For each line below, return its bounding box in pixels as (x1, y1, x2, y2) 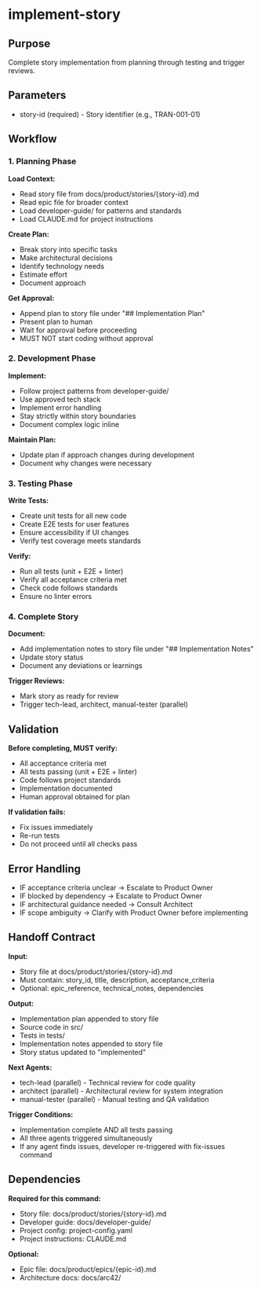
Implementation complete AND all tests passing (19, 1125, 173, 1134)
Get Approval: (8, 293, 55, 303)
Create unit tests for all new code (19, 511, 127, 520)
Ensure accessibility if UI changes (19, 528, 129, 538)
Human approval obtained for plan (19, 792, 131, 802)
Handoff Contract (8, 931, 96, 944)
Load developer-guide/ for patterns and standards (19, 206, 182, 215)
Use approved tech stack (19, 395, 101, 404)
